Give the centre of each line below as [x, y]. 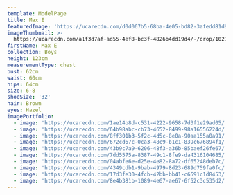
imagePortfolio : [31, 116]
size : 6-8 [21, 91]
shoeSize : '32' [29, 98]
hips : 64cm [23, 84]
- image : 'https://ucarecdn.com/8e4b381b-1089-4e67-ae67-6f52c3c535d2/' [121, 180]
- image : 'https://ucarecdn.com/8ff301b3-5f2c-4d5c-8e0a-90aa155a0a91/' [121, 136]
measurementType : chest [42, 65]
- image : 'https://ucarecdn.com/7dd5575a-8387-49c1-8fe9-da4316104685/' [121, 155]
